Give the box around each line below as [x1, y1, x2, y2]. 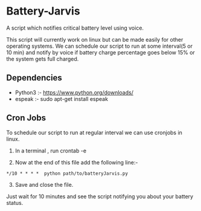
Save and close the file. [14, 181, 74, 188]
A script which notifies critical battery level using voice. [6, 24, 144, 31]
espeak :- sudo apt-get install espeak [14, 95, 109, 102]
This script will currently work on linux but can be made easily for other [6, 36, 183, 43]
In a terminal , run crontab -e [14, 147, 86, 154]
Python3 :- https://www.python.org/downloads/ [14, 89, 134, 96]
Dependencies [6, 73, 62, 83]
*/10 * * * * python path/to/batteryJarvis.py [6, 170, 129, 177]
